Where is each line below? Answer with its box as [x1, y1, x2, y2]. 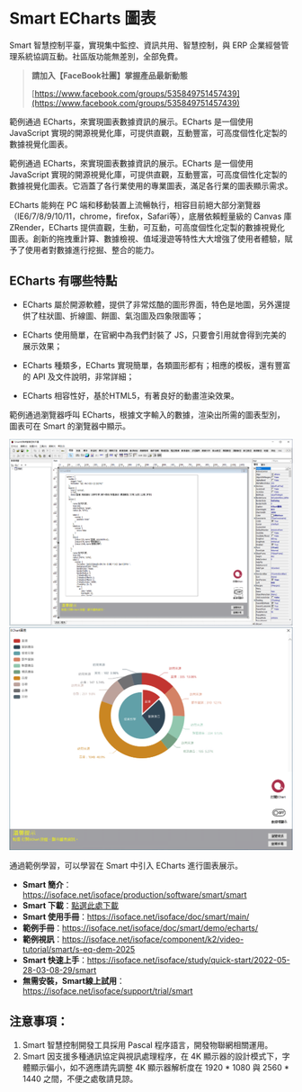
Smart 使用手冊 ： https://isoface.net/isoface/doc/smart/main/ [22, 911, 250, 923]
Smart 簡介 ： [22, 880, 72, 890]
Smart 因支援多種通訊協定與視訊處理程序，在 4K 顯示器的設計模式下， [22, 1051, 283, 1061]
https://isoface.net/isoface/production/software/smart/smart [22, 889, 247, 900]
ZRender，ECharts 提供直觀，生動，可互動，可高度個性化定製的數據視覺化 [9, 221, 286, 232]
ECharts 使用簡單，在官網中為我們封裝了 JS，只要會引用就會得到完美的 [22, 329, 287, 340]
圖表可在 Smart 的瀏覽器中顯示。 [9, 420, 131, 431]
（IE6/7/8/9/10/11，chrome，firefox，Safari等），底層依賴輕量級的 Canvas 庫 [9, 211, 292, 221]
